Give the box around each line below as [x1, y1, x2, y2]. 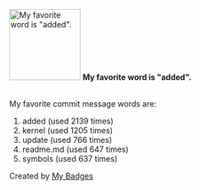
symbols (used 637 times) [21, 154, 118, 163]
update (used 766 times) [21, 135, 113, 145]
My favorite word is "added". [82, 72, 192, 83]
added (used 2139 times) [21, 115, 114, 126]
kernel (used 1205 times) [21, 125, 114, 136]
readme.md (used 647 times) [21, 144, 129, 154]
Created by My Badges [9, 170, 93, 181]
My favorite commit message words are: [9, 99, 157, 109]
